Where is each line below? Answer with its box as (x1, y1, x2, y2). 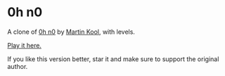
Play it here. (7, 41, 42, 49)
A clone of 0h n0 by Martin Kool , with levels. (7, 27, 136, 36)
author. (7, 62, 28, 70)
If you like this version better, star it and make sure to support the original (7, 54, 219, 63)
